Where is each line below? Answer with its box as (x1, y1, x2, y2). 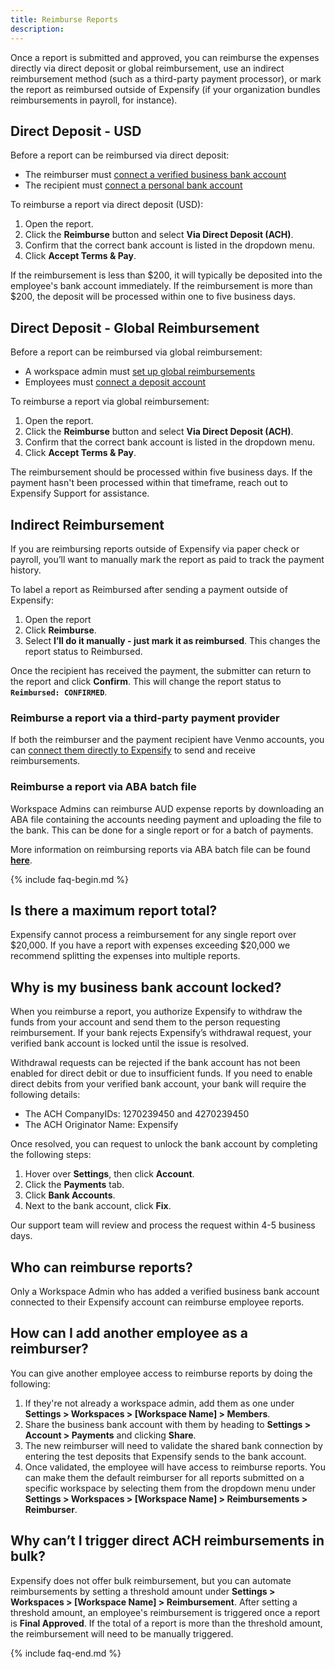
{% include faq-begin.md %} (10, 873, 129, 885)
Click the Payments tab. (24, 1179, 125, 1191)
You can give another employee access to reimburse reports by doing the (10, 1367, 313, 1379)
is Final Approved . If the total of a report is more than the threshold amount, (10, 1617, 323, 1629)
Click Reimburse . (24, 624, 97, 636)
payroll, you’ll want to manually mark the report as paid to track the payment (10, 553, 325, 565)
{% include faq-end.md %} (10, 1647, 122, 1659)
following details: (10, 1089, 81, 1101)
